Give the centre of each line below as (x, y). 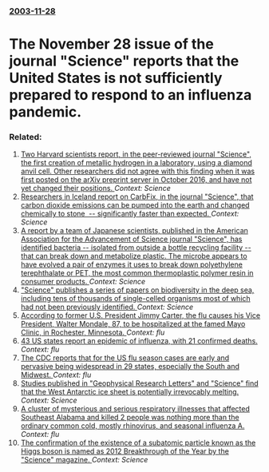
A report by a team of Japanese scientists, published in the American (134, 231)
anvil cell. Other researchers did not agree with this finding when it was (137, 171)
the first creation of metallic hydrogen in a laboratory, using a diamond (136, 163)
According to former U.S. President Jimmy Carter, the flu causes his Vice (140, 315)
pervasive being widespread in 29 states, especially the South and (130, 367)
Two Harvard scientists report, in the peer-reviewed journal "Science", (136, 154)
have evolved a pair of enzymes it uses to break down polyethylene (131, 264)
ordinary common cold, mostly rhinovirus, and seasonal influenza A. (133, 426)
